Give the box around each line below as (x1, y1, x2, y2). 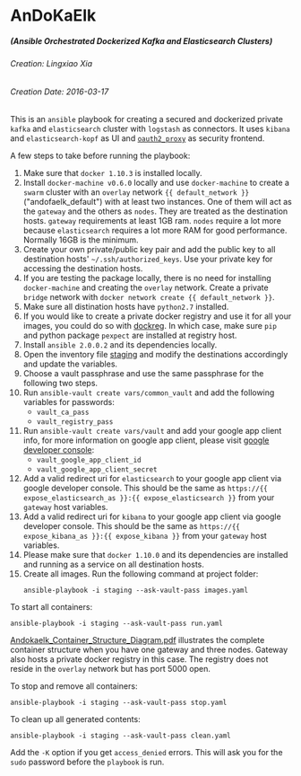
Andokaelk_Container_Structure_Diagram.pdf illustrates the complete (10, 635, 265, 646)
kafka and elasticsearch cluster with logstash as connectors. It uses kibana (10, 123, 290, 135)
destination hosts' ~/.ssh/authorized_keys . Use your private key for (22, 253, 273, 265)
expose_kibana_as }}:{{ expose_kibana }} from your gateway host (22, 531, 267, 542)
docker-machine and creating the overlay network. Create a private (22, 282, 269, 293)
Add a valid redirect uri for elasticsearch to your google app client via (22, 473, 282, 484)
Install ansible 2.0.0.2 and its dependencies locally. (22, 339, 218, 350)
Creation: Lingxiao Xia (10, 58, 93, 69)
